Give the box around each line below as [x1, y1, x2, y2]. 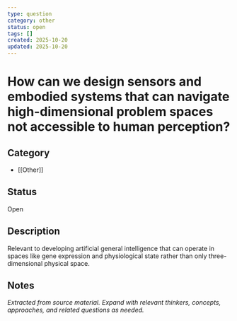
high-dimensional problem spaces [7, 104, 214, 120]
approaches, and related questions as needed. [7, 305, 144, 315]
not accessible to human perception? [7, 119, 231, 135]
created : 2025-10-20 [7, 37, 69, 44]
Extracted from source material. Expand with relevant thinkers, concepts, [7, 298, 221, 307]
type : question [7, 10, 52, 18]
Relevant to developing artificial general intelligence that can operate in [7, 244, 214, 252]
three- [208, 252, 227, 260]
